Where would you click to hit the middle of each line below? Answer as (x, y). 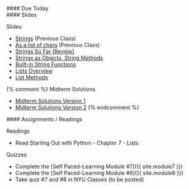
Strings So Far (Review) (45, 51)
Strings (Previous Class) (45, 38)
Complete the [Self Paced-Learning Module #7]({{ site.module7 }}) (99, 166)
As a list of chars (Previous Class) (58, 45)
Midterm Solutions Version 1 (50, 101)
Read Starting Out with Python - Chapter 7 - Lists (77, 143)
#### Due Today (27, 8)
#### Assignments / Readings (44, 119)
